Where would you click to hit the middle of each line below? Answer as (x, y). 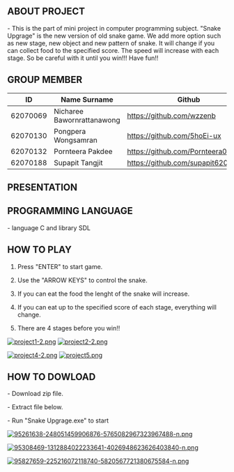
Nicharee (69, 111)
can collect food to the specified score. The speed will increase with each (113, 50)
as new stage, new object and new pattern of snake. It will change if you (111, 43)
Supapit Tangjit (78, 162)
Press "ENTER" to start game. (60, 266)
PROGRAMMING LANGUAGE (70, 211)
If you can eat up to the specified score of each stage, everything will (117, 307)
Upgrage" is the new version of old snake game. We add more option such (114, 36)
